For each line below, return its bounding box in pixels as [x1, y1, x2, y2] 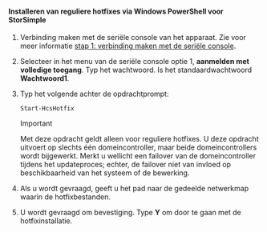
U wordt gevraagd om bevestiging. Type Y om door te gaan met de [19, 208, 242, 218]
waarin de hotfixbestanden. [19, 192, 111, 202]
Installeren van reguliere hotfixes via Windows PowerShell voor [8, 6, 225, 16]
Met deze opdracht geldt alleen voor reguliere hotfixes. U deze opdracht [19, 134, 259, 144]
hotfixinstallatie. [19, 216, 73, 226]
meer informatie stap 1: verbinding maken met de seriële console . [19, 41, 237, 51]
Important [19, 118, 53, 128]
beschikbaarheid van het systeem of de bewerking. [19, 168, 190, 178]
